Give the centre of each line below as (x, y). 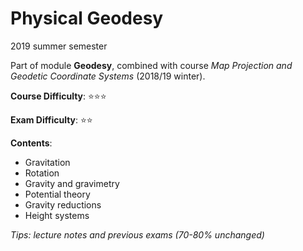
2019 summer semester (59, 46)
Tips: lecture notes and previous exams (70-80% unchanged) (137, 234)
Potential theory (57, 194)
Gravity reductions (63, 204)
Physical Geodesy (87, 18)
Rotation (42, 173)
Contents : (31, 143)
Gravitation (47, 162)
